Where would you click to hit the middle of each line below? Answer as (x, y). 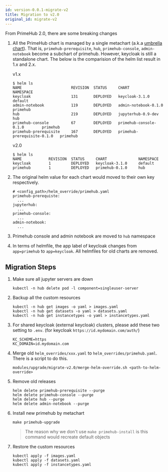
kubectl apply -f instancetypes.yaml (52, 465)
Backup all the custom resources (46, 298)
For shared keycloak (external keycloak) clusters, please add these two (86, 325)
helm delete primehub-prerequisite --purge (59, 391)
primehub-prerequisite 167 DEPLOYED (62, 132)
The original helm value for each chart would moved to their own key (83, 177)
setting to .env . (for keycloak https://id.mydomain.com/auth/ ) (76, 330)
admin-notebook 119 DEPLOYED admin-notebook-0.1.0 (88, 105)
